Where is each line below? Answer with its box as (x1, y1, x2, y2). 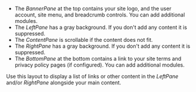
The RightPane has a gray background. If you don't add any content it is (14, 42, 191, 50)
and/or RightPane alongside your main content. (6, 79, 121, 86)
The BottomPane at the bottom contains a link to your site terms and (14, 55, 182, 62)
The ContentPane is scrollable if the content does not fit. (14, 37, 153, 43)
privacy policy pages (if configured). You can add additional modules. (14, 61, 185, 68)
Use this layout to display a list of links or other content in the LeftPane (6, 73, 179, 80)
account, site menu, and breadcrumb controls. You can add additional (14, 11, 185, 18)
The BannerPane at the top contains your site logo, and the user (14, 5, 172, 12)
